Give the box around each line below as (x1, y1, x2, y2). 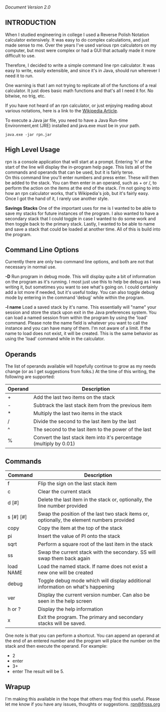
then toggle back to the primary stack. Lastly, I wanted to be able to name (5, 221, 155, 227)
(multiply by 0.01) (33, 440, 76, 447)
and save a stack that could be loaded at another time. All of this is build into (5, 226, 161, 232)
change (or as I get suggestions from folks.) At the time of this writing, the (5, 369, 156, 375)
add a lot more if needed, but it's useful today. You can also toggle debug (5, 289, 155, 295)
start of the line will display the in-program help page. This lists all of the (5, 164, 152, 170)
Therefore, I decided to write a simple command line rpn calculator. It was (5, 62, 155, 68)
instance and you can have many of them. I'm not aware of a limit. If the (5, 325, 151, 331)
